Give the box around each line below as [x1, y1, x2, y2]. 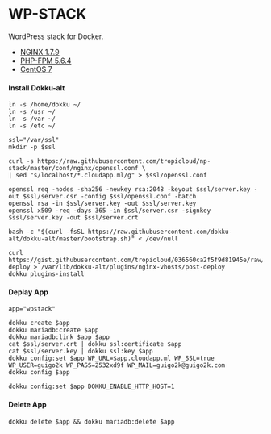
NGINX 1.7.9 [19, 47, 60, 56]
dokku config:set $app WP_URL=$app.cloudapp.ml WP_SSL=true [8, 354, 215, 363]
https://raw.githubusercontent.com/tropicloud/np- [37, 157, 211, 165]
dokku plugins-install [8, 270, 85, 278]
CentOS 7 [19, 64, 52, 73]
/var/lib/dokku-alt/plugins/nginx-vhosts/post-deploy [40, 263, 226, 271]
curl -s [8, 157, 35, 165]
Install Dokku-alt [8, 82, 65, 93]
